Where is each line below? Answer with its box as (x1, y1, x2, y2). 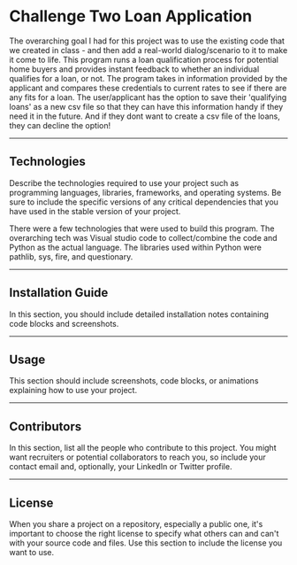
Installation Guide (9, 285, 109, 300)
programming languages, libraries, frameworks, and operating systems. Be (9, 187, 282, 197)
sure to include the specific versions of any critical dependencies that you (9, 197, 278, 207)
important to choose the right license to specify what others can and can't (9, 529, 279, 538)
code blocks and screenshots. (9, 318, 119, 329)
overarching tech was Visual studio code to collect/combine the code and (9, 232, 278, 243)
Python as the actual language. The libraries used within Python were (9, 242, 263, 252)
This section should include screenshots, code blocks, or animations (9, 375, 259, 386)
